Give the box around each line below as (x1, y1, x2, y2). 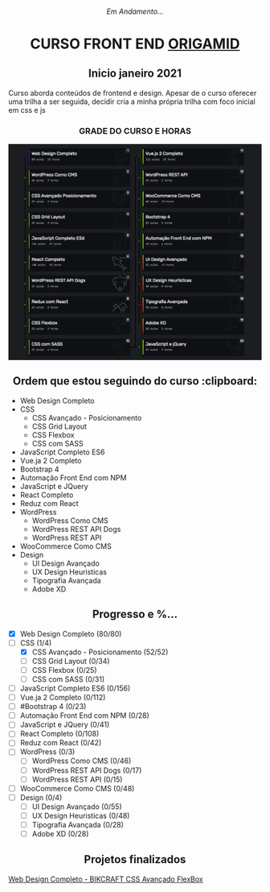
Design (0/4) (19, 792, 63, 802)
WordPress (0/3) (19, 747, 76, 757)
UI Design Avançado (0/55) (31, 802, 122, 811)
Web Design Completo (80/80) (19, 629, 122, 638)
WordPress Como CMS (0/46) (31, 756, 132, 765)
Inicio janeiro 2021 (88, 67, 182, 81)
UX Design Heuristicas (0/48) (31, 811, 130, 820)
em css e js (8, 105, 46, 114)
